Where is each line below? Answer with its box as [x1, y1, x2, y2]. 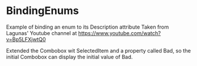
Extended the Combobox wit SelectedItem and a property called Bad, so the [6, 47, 191, 54]
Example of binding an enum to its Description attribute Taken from [6, 23, 169, 30]
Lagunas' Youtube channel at [6, 29, 77, 36]
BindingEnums [6, 4, 80, 18]
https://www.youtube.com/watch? [78, 29, 161, 36]
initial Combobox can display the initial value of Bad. [6, 53, 133, 60]
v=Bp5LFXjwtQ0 [6, 36, 46, 43]
